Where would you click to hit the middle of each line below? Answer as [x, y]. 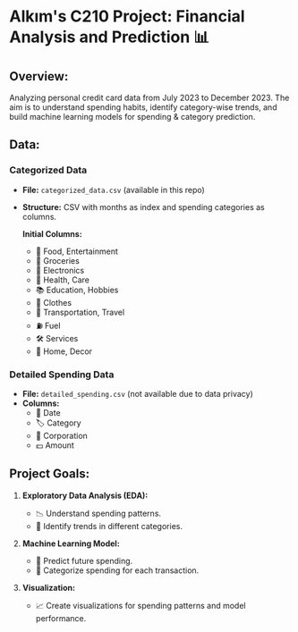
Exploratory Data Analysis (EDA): [85, 495]
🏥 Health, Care [62, 280]
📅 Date [48, 412]
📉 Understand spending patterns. [98, 513]
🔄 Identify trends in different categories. [109, 526]
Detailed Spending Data [62, 375]
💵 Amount [55, 445]
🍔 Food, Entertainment [77, 251]
